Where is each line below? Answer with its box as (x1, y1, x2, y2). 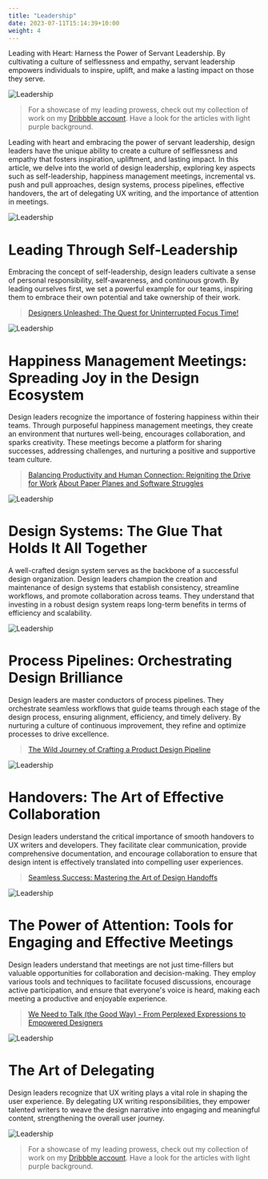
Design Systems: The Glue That (8, 522, 223, 540)
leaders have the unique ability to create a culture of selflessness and (8, 146, 238, 156)
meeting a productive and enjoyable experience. (8, 994, 168, 1003)
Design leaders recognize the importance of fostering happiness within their (8, 412, 260, 422)
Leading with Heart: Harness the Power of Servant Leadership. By (8, 49, 226, 58)
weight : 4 (8, 26, 42, 34)
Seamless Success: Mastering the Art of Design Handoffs (27, 873, 218, 883)
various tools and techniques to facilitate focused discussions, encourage (8, 977, 252, 986)
